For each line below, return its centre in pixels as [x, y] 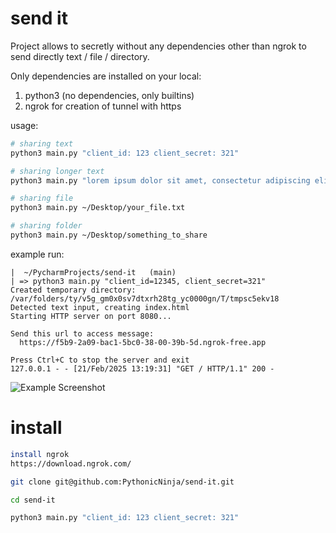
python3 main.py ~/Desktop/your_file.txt [98, 208]
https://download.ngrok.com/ [71, 463]
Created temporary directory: [73, 290]
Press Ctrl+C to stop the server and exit [100, 360]
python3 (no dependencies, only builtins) [109, 95]
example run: [37, 254]
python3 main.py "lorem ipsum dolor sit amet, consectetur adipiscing [160, 180]
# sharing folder [46, 226]
